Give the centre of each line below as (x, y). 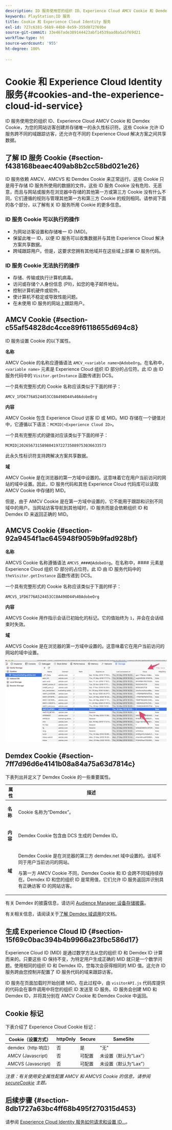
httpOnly (66, 1039)
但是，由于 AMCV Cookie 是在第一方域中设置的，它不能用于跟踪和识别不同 (84, 501)
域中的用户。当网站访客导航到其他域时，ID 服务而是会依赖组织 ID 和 (77, 507)
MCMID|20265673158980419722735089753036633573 (56, 445)
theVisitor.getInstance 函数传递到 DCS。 (50, 575)
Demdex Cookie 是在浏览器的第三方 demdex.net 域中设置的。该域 (87, 856)
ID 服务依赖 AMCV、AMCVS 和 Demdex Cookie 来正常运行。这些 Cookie (82, 179)
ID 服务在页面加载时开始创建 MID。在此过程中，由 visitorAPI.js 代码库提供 (85, 983)
